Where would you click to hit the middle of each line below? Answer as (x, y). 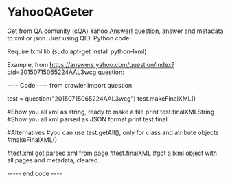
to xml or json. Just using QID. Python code (68, 38)
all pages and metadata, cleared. (54, 160)
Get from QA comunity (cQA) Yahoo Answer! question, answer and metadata (115, 31)
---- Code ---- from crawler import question (70, 85)
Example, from (28, 64)
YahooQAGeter (50, 12)
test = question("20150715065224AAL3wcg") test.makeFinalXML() (102, 98)
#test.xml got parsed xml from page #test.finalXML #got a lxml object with (112, 153)
